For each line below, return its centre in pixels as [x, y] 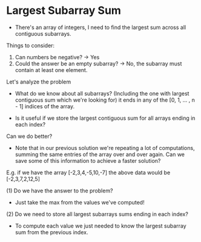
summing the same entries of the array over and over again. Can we [100, 154]
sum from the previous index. [51, 232]
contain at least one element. [51, 70]
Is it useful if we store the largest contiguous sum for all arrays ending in [105, 118]
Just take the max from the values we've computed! [80, 202]
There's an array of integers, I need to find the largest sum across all [100, 27]
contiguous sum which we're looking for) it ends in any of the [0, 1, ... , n [105, 100]
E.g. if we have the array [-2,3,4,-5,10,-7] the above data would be [88, 172]
